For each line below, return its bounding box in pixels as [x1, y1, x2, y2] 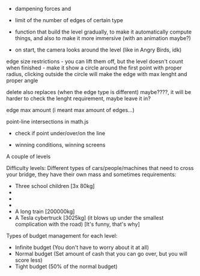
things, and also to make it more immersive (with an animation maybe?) [14, 35, 191, 41]
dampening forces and [14, 5, 71, 12]
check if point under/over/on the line [14, 130, 106, 137]
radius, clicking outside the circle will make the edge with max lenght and [6, 71, 187, 77]
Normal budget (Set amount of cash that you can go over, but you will [14, 250, 187, 257]
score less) [14, 257, 43, 263]
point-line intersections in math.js [6, 118, 89, 125]
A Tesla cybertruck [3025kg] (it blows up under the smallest [14, 214, 164, 221]
